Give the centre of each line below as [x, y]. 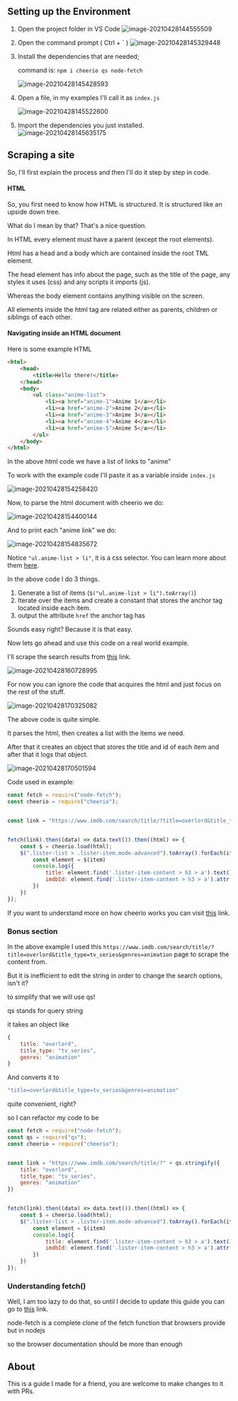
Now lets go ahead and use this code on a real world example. [98, 643]
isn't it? [18, 983]
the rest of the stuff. [36, 692]
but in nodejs [27, 1331]
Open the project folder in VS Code [69, 28]
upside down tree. [34, 212]
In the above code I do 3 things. [53, 579]
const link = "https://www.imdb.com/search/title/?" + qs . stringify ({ [114, 1163]
